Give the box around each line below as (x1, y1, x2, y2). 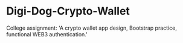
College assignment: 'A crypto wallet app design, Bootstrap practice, (6, 24, 177, 31)
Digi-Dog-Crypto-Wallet (6, 4, 130, 18)
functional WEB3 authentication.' (6, 30, 88, 38)
